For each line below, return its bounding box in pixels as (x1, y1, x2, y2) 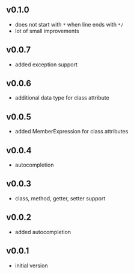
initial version (14, 262, 48, 269)
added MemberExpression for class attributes (14, 128, 129, 135)
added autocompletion (14, 228, 71, 235)
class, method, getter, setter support (14, 194, 106, 202)
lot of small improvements (14, 27, 79, 34)
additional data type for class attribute (14, 94, 109, 101)
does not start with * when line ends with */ (14, 21, 124, 28)
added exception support (14, 60, 78, 68)
